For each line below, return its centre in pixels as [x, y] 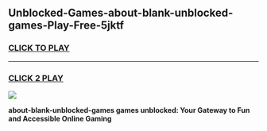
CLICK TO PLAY [39, 48]
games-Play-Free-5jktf [66, 26]
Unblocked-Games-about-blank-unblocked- [121, 13]
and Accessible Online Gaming [60, 118]
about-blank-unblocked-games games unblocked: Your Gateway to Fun [129, 110]
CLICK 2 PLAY [36, 78]
